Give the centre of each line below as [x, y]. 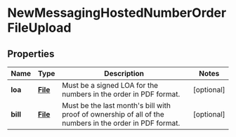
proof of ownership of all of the [113, 114]
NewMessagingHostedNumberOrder [117, 13]
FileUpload [39, 28]
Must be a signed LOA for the [110, 85]
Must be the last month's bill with [116, 105]
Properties [31, 54]
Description [124, 73]
